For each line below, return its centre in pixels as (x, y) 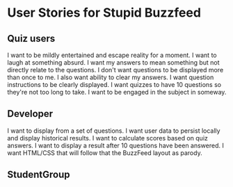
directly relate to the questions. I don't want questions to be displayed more (115, 70)
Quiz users (31, 39)
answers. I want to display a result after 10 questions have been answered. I (115, 145)
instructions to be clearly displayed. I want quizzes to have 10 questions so (114, 84)
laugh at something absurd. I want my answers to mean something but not (114, 63)
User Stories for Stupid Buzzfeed (104, 13)
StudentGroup (39, 175)
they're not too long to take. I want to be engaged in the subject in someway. (117, 92)
